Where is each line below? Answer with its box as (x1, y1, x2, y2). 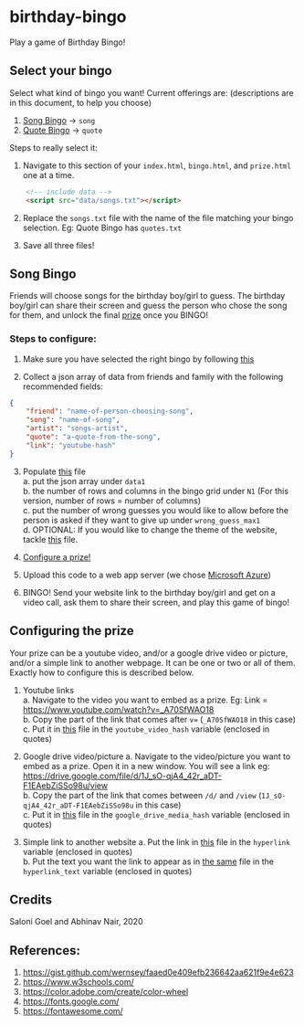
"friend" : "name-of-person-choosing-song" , (26, 407, 194, 417)
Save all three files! (22, 239, 95, 250)
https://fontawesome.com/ (22, 1006, 123, 1017)
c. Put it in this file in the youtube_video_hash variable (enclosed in (22, 724, 270, 734)
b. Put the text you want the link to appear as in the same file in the (22, 856, 274, 867)
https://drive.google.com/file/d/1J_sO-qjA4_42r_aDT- (22, 770, 222, 781)
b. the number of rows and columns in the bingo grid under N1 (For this (22, 485, 289, 496)
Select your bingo (9, 63, 112, 79)
